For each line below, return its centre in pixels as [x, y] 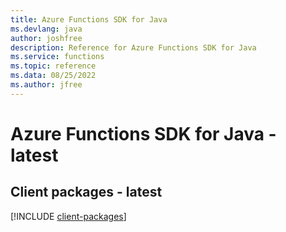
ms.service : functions [57, 57]
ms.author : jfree [46, 85]
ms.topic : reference [53, 66]
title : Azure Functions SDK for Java [89, 19]
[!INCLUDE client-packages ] [68, 216]
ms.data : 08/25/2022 [53, 76]
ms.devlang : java [46, 29]
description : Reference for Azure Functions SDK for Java [133, 47]
